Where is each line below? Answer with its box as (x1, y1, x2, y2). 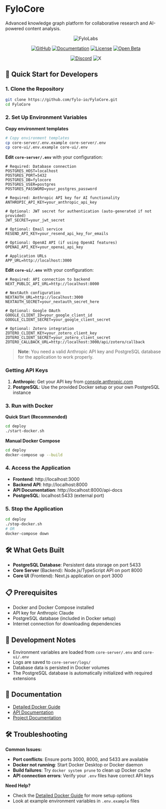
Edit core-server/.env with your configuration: (5, 154, 103, 160)
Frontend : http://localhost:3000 (12, 476, 80, 482)
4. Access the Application (5, 464, 70, 471)
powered (5, 25, 24, 31)
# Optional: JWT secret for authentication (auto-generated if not (5, 209, 152, 214)
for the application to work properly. (17, 354, 93, 360)
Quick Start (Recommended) (5, 413, 67, 420)
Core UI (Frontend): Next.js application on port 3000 (12, 573, 123, 579)
